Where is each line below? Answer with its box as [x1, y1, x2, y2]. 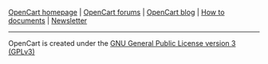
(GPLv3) [8, 47, 36, 56]
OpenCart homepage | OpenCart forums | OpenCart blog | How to [8, 8, 225, 17]
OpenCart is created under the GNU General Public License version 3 [8, 39, 236, 47]
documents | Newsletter [8, 16, 88, 25]
